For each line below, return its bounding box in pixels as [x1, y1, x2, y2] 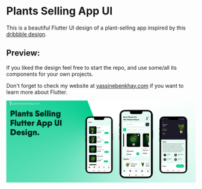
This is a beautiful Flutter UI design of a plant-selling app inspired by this [6, 24, 186, 31]
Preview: [6, 48, 40, 58]
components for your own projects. [6, 70, 94, 78]
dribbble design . [6, 30, 47, 37]
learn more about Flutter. [6, 88, 68, 96]
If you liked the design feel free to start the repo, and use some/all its [6, 64, 177, 71]
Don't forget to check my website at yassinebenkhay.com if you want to [6, 82, 184, 89]
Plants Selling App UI [6, 4, 113, 18]
